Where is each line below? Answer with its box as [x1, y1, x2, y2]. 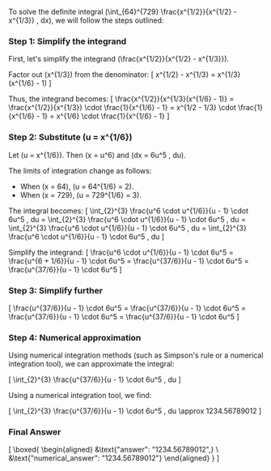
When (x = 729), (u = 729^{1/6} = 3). [19, 190, 142, 199]
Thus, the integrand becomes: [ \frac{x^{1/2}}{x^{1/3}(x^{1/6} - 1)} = [8, 94, 235, 104]
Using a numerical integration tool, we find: [8, 391, 152, 400]
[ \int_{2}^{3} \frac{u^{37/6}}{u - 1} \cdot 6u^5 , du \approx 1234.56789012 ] [8, 406, 262, 416]
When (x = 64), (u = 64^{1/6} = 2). [19, 182, 134, 191]
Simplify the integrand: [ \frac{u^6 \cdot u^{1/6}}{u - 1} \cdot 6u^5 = [8, 247, 235, 257]
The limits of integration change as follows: [8, 165, 152, 175]
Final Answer [8, 426, 61, 438]
